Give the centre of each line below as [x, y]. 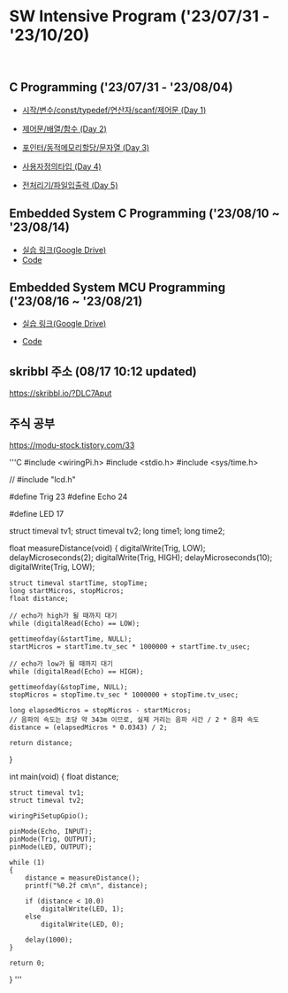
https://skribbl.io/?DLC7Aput [61, 393]
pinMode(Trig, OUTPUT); [53, 839]
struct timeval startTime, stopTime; [79, 583]
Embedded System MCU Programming [117, 287]
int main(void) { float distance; [64, 777]
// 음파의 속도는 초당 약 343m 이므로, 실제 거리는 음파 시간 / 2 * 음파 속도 [134, 720]
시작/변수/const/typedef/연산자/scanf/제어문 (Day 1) [114, 110]
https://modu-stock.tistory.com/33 [72, 445]
